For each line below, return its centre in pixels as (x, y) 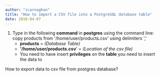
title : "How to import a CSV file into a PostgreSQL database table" (79, 14)
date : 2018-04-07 (23, 19)
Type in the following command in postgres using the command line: (83, 33)
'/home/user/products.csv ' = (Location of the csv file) (76, 49)
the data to (31, 60)
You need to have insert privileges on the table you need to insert (87, 54)
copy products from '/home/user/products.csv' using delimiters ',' (80, 38)
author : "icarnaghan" (28, 10)
